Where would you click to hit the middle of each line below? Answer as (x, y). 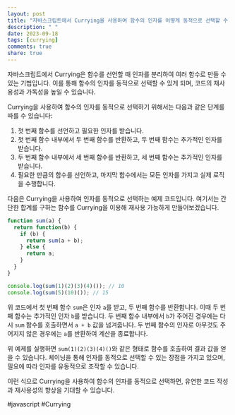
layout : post (26, 14)
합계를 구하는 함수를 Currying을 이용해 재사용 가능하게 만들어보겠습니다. (120, 207)
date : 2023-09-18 (33, 34)
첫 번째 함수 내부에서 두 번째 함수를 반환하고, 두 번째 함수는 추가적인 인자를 (120, 139)
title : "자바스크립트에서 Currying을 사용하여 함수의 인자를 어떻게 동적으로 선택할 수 (118, 20)
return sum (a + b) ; (54, 241)
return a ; (40, 254)
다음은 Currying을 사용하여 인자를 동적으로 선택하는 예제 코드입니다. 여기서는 (113, 198)
